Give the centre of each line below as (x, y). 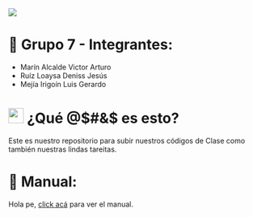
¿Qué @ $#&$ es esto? (103, 118)
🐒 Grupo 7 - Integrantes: (91, 45)
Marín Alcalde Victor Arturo (65, 67)
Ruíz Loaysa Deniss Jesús (63, 75)
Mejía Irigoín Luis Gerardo (63, 84)
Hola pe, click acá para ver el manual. (71, 204)
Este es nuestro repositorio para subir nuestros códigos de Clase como (127, 140)
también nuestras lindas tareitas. (63, 149)
